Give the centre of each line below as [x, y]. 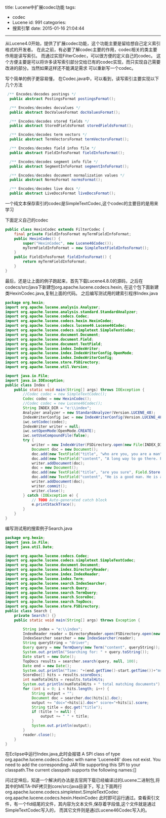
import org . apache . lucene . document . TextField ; [54, 344]
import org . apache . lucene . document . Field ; [49, 339]
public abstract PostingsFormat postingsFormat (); [63, 99]
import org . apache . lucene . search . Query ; [47, 588]
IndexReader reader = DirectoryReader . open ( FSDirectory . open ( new [92, 634]
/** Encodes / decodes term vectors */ [48, 135]
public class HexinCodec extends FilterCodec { [55, 229]
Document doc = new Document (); [65, 449]
